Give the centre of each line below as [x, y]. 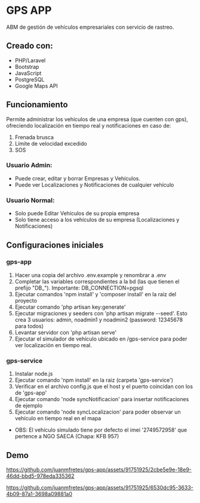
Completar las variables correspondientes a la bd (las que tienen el [97, 281]
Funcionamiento [37, 105]
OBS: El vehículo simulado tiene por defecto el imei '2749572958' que [101, 430]
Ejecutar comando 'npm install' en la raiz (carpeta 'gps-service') [94, 380]
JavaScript [28, 73]
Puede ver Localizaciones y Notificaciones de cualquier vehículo [94, 185]
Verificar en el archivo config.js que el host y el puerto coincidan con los [104, 387]
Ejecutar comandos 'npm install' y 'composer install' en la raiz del [96, 294]
